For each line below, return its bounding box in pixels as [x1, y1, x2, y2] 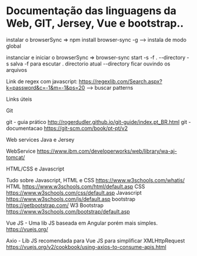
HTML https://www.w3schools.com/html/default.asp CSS [6, 183, 145, 190]
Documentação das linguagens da [6, 4, 176, 18]
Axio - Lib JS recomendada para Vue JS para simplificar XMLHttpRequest [6, 237, 185, 244]
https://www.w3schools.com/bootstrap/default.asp [6, 208, 131, 215]
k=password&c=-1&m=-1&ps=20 [6, 84, 85, 91]
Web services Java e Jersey [6, 136, 75, 143]
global [6, 42, 22, 50]
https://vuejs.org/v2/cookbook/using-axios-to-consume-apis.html [6, 243, 166, 250]
